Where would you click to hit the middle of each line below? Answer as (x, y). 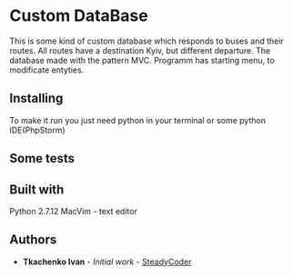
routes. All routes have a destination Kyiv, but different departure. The (140, 50)
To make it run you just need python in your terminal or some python (138, 120)
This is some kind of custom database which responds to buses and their (146, 41)
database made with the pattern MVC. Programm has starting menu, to (142, 60)
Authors (33, 240)
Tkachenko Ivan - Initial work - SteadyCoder (107, 261)
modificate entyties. (47, 70)
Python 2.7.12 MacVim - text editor (74, 211)
